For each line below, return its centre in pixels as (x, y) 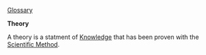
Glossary (20, 10)
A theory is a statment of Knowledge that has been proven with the (103, 37)
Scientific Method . (33, 44)
